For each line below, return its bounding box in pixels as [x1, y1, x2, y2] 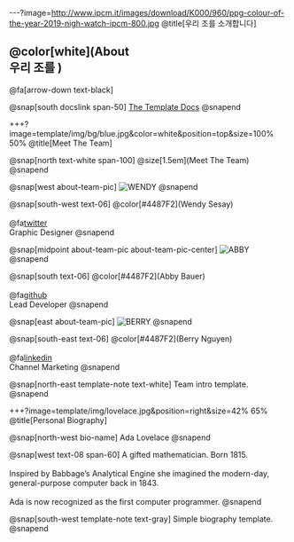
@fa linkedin [9, 352, 53, 363]
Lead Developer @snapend [9, 299, 109, 310]
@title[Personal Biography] [9, 414, 108, 425]
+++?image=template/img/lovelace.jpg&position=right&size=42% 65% [9, 405, 268, 416]
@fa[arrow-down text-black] [9, 84, 113, 95]
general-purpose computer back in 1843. [9, 477, 159, 488]
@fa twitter [9, 217, 48, 228]
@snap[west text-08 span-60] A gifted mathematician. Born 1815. [9, 449, 248, 460]
